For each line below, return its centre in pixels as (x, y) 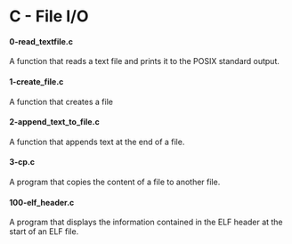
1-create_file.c (36, 81)
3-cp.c (22, 162)
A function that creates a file (61, 102)
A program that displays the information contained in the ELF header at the (146, 222)
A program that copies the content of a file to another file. (115, 182)
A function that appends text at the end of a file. (97, 142)
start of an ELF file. (44, 232)
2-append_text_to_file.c (54, 122)
